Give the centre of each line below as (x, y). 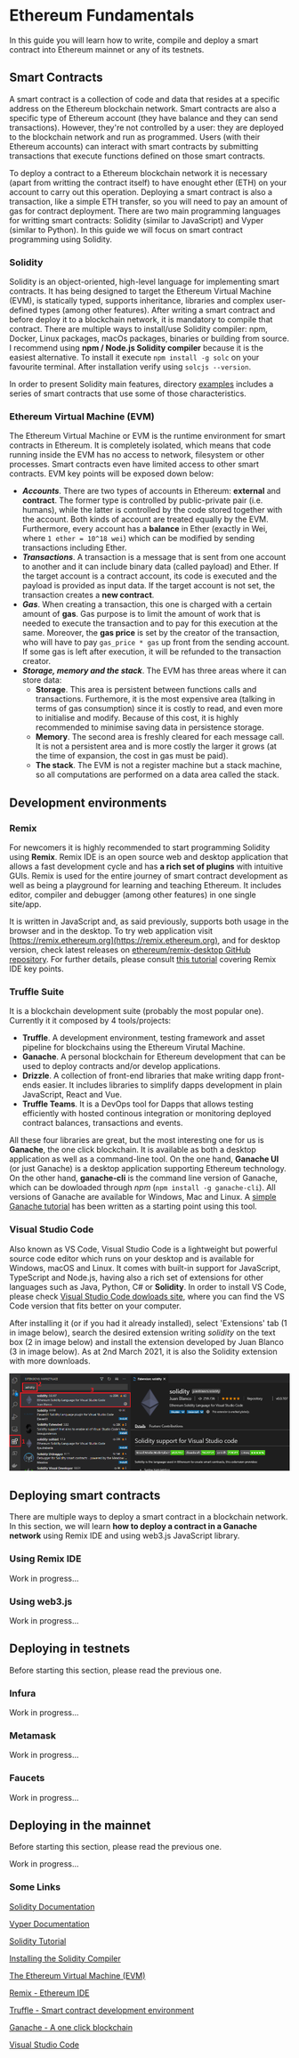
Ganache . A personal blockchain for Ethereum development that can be (154, 1057)
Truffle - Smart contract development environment (101, 2010)
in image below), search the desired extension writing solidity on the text (142, 1333)
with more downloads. (50, 1361)
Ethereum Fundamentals (102, 16)
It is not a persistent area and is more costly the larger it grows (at (156, 746)
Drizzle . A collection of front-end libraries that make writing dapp (142, 1076)
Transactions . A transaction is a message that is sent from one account (154, 557)
